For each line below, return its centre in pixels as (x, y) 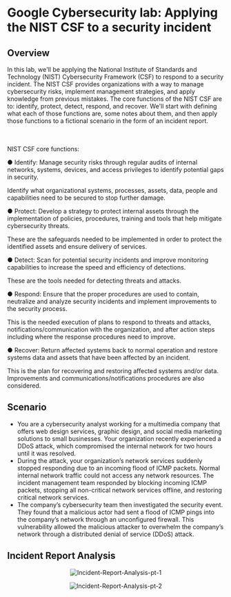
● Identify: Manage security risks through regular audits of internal (102, 162)
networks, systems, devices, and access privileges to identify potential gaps (115, 170)
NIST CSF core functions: (43, 149)
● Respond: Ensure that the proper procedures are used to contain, (103, 294)
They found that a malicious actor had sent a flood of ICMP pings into (116, 512)
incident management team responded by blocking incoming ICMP (112, 482)
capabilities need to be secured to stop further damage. (86, 198)
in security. (23, 177)
